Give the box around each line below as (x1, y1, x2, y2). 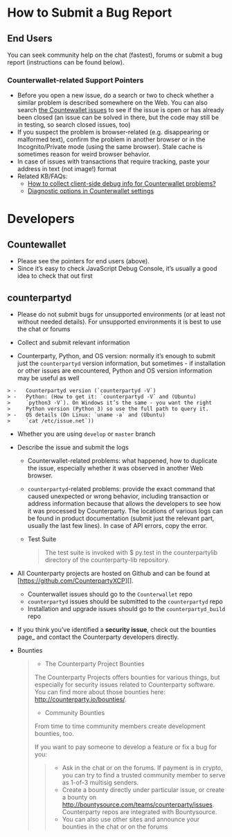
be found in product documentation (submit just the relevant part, (27, 514, 215, 522)
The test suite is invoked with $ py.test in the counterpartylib (44, 549, 218, 557)
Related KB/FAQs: (17, 172, 68, 181)
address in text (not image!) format (17, 165, 117, 173)
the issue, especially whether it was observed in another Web (27, 464, 204, 473)
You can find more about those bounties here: (34, 688, 166, 696)
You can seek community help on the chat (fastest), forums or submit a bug (7, 51, 223, 59)
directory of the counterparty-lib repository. (44, 556, 170, 564)
